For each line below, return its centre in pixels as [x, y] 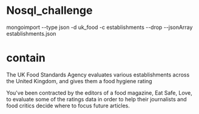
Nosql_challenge [49, 11]
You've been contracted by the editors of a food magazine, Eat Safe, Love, [99, 93]
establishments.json [31, 33]
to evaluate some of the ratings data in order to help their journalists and [96, 99]
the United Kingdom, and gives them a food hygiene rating [79, 81]
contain [26, 58]
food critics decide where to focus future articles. [68, 106]
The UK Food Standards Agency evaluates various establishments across [98, 74]
